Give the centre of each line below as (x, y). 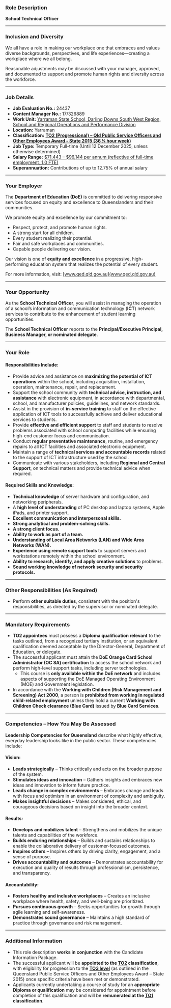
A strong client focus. (36, 529)
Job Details (20, 97)
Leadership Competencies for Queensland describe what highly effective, (84, 735)
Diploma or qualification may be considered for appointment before (84, 990)
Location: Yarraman (34, 130)
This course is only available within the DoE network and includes (90, 674)
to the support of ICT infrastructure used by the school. (70, 457)
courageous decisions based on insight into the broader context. (80, 806)
